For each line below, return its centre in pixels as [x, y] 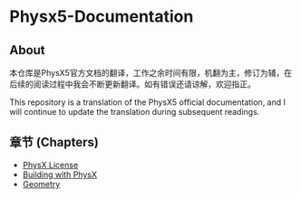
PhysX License [50, 165]
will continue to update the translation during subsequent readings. [135, 112]
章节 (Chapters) [54, 142]
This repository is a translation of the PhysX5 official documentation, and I [148, 102]
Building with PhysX [60, 174]
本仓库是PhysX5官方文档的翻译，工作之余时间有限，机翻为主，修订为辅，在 [151, 73]
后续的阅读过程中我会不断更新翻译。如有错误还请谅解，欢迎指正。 [132, 84]
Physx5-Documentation [102, 17]
